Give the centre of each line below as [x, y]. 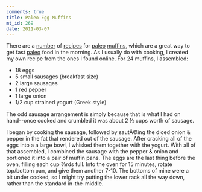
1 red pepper [31, 90]
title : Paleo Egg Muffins [39, 18]
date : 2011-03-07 [28, 29]
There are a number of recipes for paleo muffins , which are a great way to [98, 46]
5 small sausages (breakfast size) [56, 77]
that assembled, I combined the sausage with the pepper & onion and [93, 152]
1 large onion [31, 96]
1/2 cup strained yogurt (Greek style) [61, 103]
